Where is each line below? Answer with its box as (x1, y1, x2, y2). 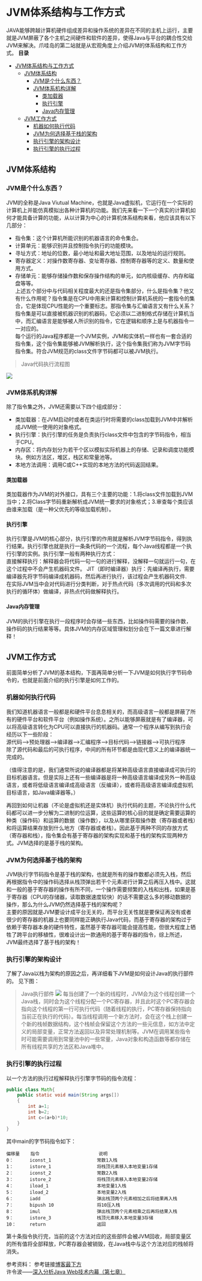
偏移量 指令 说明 (6, 1151, 108, 1157)
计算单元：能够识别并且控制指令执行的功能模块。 (14, 242, 136, 249)
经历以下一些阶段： (6, 731, 54, 738)
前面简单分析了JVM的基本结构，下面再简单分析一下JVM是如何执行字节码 (6, 669, 188, 676)
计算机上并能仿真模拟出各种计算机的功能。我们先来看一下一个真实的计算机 (6, 206, 191, 214)
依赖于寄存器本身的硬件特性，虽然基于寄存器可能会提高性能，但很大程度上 (6, 923, 191, 930)
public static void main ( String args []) (17, 1092, 120, 1098)
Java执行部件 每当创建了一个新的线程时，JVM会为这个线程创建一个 (20, 990, 196, 997)
